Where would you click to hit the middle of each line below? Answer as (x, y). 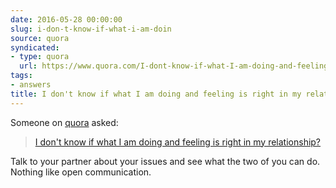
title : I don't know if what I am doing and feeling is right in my (156, 94)
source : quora (40, 38)
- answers (31, 85)
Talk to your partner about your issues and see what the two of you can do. (165, 161)
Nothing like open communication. (81, 172)
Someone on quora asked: (64, 122)
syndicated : (35, 47)
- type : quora (40, 57)
